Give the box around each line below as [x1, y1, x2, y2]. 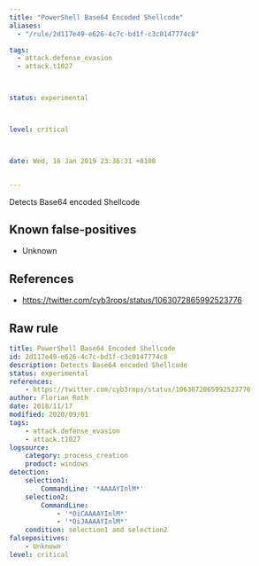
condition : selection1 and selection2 [25, 525, 168, 535]
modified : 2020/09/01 [9, 410, 89, 420]
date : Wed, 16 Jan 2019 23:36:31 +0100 [9, 156, 156, 165]
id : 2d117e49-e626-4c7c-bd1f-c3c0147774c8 [9, 352, 168, 361]
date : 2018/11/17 [9, 402, 73, 411]
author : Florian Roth [9, 394, 89, 403]
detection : [9, 468, 50, 477]
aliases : [9, 21, 42, 30]
